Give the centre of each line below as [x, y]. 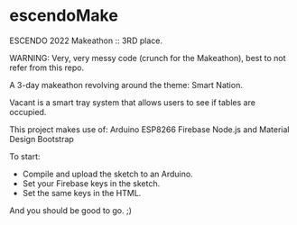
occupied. [28, 112]
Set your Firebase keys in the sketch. [91, 183]
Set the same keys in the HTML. [82, 193]
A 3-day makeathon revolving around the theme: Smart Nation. [126, 85]
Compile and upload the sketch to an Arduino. [107, 174]
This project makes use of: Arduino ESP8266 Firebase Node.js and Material [149, 129]
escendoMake [64, 16]
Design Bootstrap [42, 139]
